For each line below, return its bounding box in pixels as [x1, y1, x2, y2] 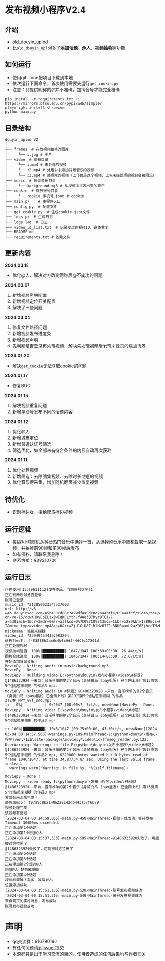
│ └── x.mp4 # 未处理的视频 [5, 162, 67, 167]
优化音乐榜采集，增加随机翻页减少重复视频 [12, 480, 99, 485]
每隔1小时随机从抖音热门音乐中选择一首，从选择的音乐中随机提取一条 [12, 539, 152, 545]
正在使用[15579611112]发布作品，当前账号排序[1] [5, 587, 95, 592]
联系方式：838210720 [12, 558, 57, 563]
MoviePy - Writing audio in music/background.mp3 [5, 663, 109, 668]
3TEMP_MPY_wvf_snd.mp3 [5, 698, 52, 703]
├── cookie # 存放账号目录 [5, 188, 58, 193]
